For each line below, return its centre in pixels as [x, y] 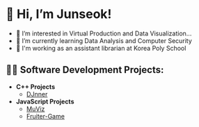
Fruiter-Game [45, 116]
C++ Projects [35, 87]
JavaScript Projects [45, 101]
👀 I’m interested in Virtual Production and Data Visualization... [104, 33]
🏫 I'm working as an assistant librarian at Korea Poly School [101, 48]
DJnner [37, 94]
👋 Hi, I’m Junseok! [59, 14]
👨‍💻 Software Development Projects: [85, 70]
